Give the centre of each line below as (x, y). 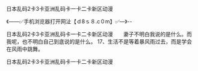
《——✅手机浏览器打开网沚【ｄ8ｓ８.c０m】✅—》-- (69, 21)
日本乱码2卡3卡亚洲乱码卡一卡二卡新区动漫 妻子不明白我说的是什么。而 (99, 34)
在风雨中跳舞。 (25, 49)
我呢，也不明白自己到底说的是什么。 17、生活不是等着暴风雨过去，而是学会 (99, 41)
